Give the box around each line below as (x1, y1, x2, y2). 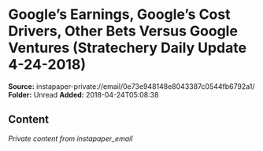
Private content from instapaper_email (8, 134, 133, 143)
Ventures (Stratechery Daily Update (8, 39, 246, 57)
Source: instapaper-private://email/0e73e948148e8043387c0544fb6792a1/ (8, 81, 255, 91)
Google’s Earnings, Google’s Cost (8, 6, 231, 24)
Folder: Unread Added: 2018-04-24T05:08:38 (8, 90, 159, 99)
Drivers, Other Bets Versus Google (8, 22, 239, 40)
